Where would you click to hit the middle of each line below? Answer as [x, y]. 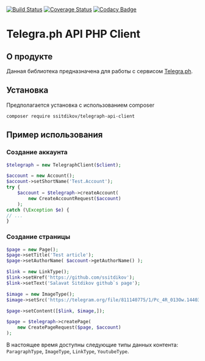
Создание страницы [38, 237]
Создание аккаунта [37, 152]
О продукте [30, 56]
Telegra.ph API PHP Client [74, 34]
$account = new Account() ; [41, 176]
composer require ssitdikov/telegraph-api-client [71, 116]
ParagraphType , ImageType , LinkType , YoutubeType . [68, 351]
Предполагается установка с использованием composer [80, 105]
